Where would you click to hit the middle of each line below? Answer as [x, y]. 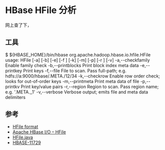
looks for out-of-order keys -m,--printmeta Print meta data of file [72, 81]
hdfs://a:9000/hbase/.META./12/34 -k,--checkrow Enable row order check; [83, 76]
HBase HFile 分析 [41, 10]
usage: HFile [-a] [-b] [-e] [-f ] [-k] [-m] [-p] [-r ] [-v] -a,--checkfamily [78, 60]
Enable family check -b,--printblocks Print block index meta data [72, 65]
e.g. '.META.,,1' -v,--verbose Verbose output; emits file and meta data [77, 92]
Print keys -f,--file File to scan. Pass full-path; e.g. [75, 70]
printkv [13, 86]
